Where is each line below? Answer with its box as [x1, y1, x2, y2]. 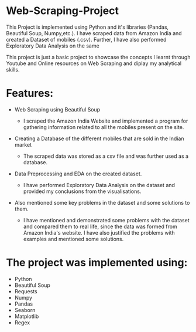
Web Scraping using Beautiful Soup [14, 106, 101, 113]
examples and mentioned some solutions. [23, 235, 124, 242]
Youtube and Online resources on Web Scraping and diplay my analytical [6, 60, 182, 67]
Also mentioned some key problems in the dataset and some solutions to [14, 199, 190, 206]
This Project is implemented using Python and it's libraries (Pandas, [6, 23, 169, 31]
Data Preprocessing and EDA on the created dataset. [14, 170, 142, 177]
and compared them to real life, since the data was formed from [23, 223, 177, 230]
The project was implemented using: [6, 256, 188, 269]
